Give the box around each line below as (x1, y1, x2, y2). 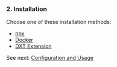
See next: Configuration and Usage (6, 54, 93, 62)
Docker (14, 36, 34, 44)
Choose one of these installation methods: (6, 19, 112, 26)
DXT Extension (14, 42, 52, 50)
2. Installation (6, 5, 47, 13)
